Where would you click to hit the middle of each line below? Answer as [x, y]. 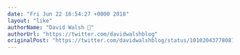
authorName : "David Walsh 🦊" [51, 27]
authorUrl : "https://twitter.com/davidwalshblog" [83, 34]
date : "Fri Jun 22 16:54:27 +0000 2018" [69, 14]
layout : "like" [30, 21]
